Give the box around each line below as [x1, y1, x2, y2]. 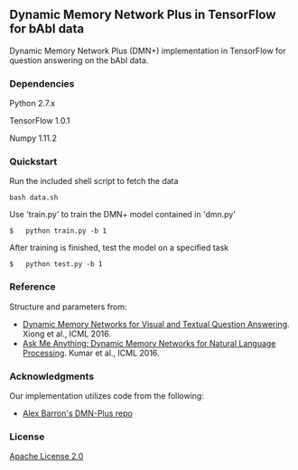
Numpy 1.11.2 [9, 133, 57, 143]
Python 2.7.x [9, 98, 56, 109]
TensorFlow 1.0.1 [9, 115, 70, 126]
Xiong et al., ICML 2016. [22, 328, 111, 339]
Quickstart [9, 155, 58, 168]
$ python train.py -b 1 [9, 226, 107, 235]
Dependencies [9, 77, 75, 89]
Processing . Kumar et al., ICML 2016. [22, 347, 160, 358]
